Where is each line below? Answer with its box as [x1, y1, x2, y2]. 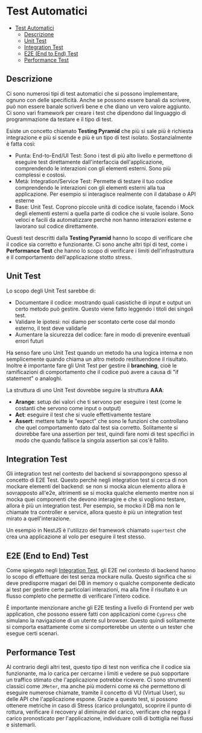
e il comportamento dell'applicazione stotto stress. [6, 253, 132, 260]
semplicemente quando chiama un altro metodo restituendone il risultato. [6, 355, 188, 363]
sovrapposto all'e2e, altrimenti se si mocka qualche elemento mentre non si [6, 489, 194, 497]
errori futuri [14, 337, 44, 344]
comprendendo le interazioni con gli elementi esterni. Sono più [14, 164, 171, 172]
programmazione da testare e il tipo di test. [6, 115, 113, 123]
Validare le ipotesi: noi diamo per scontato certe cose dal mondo [14, 318, 175, 325]
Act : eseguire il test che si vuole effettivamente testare [14, 411, 151, 418]
